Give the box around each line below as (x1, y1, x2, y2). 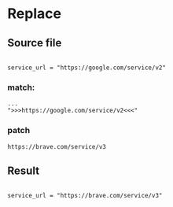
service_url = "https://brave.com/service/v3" (7, 192, 163, 200)
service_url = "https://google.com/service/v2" (7, 64, 167, 72)
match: (7, 82, 35, 93)
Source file (7, 36, 62, 50)
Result (7, 164, 40, 177)
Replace (7, 5, 62, 23)
